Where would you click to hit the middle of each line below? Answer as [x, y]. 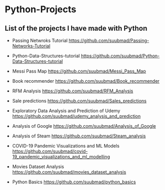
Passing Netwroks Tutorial [40, 40]
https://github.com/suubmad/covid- [50, 151]
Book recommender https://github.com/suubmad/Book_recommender [86, 81]
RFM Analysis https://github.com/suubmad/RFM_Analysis [73, 91]
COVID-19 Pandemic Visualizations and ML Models [66, 146]
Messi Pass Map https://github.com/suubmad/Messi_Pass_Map [79, 71]
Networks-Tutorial [31, 46]
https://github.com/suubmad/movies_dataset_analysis [69, 172]
